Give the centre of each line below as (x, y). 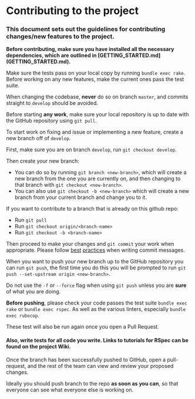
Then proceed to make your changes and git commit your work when (90, 244)
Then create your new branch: (43, 161)
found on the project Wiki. (39, 347)
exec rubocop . (23, 316)
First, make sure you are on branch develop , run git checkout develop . (92, 150)
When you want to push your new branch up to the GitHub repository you (95, 262)
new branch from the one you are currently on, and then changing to (97, 179)
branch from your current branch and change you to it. (80, 197)
